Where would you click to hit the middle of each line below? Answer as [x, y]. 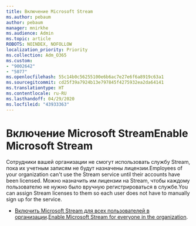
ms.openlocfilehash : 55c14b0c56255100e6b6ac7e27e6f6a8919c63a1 [85, 77]
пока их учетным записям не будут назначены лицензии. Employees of [94, 168]
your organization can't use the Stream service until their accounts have [93, 174]
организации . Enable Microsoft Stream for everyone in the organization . [101, 217]
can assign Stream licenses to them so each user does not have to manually [98, 193]
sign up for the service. [34, 200]
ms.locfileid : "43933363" [38, 104]
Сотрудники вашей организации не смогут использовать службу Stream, [98, 162]
